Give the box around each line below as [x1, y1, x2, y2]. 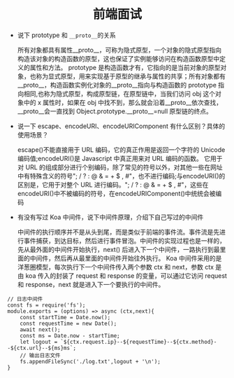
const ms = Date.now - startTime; [20, 332, 120, 339]
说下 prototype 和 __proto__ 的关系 [17, 31, 117, 39]
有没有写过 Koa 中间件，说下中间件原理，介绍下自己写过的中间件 [17, 213, 204, 221]
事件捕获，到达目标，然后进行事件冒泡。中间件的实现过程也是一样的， [23, 236, 226, 245]
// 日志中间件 [7, 295, 43, 302]
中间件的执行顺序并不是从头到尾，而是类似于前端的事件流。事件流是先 [17, 227, 220, 236]
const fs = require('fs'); [7, 302, 86, 309]
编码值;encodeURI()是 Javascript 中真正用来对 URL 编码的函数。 [17, 154, 203, 162]
